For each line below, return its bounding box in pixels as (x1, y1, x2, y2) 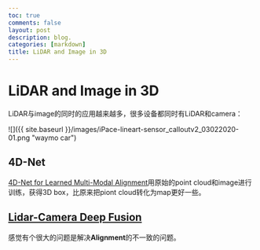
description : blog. (8, 33, 72, 42)
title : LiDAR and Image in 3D (8, 48, 108, 56)
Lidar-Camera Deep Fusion (8, 211, 142, 224)
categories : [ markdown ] (8, 41, 86, 49)
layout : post (8, 26, 51, 34)
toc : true (8, 11, 41, 20)
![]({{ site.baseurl (8, 124, 64, 134)
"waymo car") (31, 133, 77, 142)
